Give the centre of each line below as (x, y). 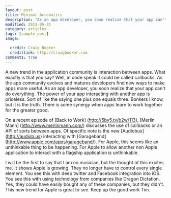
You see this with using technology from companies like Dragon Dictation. (83, 179)
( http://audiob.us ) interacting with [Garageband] (56, 136)
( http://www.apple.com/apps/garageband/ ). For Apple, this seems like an (82, 142)
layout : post (19, 10)
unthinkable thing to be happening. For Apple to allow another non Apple (81, 147)
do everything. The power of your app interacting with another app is (78, 94)
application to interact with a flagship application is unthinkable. (72, 152)
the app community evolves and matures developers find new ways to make (85, 83)
